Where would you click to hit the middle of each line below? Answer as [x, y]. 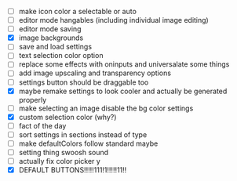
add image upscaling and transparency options [95, 73]
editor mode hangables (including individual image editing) [113, 20]
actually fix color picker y [60, 161]
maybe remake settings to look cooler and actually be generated [123, 91]
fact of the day [42, 125]
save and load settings [55, 47]
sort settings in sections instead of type [83, 134]
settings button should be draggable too [84, 82]
